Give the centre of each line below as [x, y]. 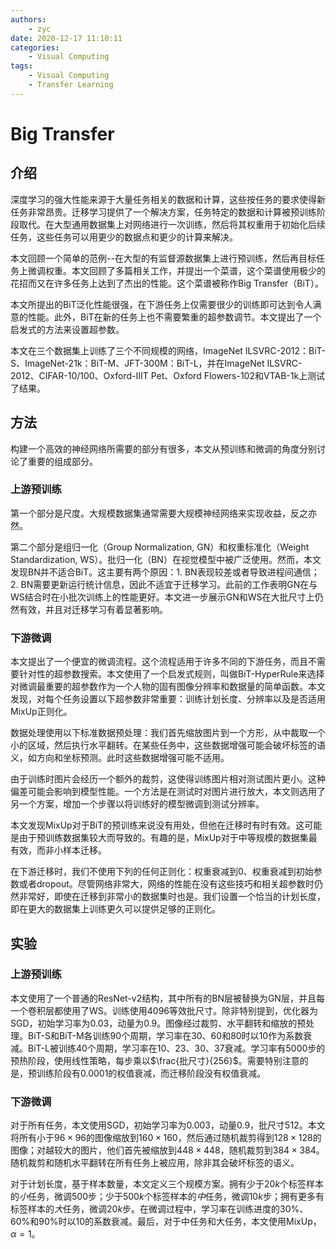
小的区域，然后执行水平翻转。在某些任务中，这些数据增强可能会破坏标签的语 [168, 745]
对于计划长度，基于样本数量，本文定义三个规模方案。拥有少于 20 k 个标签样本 [167, 1184]
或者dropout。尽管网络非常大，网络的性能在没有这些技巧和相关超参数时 [166, 884]
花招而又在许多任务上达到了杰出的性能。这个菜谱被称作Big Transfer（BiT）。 [167, 283]
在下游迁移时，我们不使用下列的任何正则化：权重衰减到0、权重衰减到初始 [162, 872]
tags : [21, 66]
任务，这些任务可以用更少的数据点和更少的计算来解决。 [124, 237]
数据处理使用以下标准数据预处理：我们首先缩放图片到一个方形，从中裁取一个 [168, 733]
